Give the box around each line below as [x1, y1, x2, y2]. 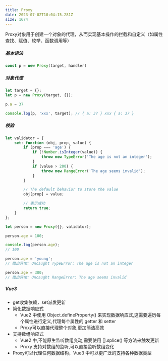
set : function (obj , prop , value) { [14, 140, 92, 145]
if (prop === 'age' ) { [23, 145, 71, 150]
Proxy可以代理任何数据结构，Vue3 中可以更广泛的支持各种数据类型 [12, 350, 152, 356]
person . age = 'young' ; [5, 256, 53, 261]
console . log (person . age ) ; [5, 243, 60, 248]
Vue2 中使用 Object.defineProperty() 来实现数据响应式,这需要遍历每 [20, 312, 161, 318]
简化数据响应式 [12, 305, 44, 311]
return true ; [23, 206, 51, 211]
